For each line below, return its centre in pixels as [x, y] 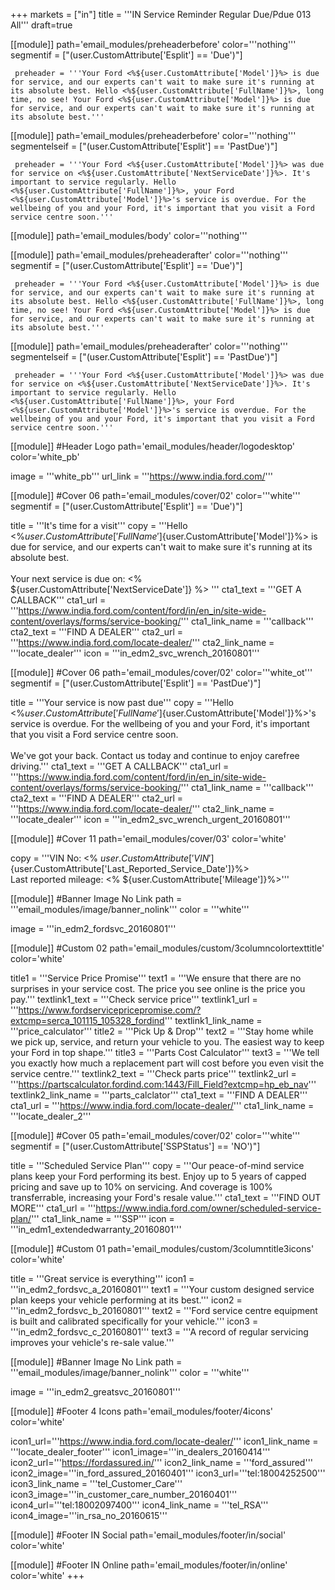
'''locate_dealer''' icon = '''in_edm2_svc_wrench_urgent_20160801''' [150, 819]
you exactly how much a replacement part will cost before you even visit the [167, 1063]
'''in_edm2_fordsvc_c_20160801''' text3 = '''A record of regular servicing [159, 1332]
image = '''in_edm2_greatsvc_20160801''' [95, 1392]
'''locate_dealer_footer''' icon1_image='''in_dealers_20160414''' [140, 1452]
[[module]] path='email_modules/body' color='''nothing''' [129, 235]
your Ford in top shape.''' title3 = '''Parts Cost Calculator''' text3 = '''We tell [165, 1052]
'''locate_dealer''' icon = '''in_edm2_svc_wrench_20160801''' [135, 653]
